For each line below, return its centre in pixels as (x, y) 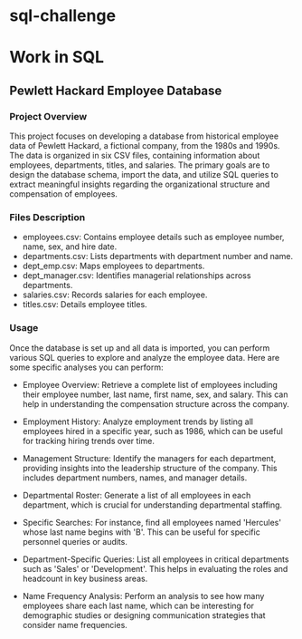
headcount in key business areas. (85, 578)
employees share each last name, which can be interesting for (138, 605)
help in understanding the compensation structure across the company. (156, 403)
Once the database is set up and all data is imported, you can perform (140, 348)
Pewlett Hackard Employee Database (116, 90)
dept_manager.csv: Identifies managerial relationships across (137, 276)
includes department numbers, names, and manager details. (135, 478)
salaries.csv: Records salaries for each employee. (115, 295)
